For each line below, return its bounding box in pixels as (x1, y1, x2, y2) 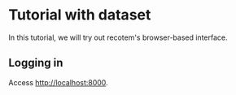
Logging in (8, 56, 63, 70)
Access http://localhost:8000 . (8, 77, 108, 87)
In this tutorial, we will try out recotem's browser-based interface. (8, 32, 228, 42)
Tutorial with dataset (8, 6, 151, 24)
